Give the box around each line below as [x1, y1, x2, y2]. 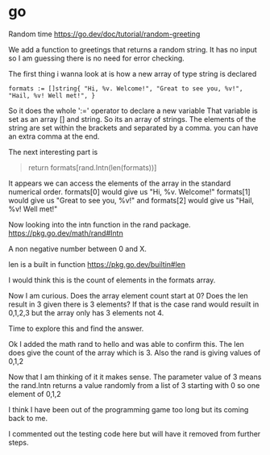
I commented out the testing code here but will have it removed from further [8, 428, 261, 438]
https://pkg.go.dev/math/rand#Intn [8, 228, 123, 238]
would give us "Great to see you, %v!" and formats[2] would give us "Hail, [8, 195, 255, 205]
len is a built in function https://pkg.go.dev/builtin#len [8, 259, 185, 269]
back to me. [8, 413, 48, 423]
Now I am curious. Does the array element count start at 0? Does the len [8, 290, 248, 300]
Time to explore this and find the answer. [8, 324, 144, 333]
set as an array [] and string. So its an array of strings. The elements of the [8, 114, 256, 123]
